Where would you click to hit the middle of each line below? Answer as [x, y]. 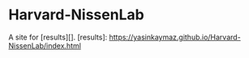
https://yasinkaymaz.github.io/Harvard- [175, 37]
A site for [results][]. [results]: [58, 37]
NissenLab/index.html [45, 45]
